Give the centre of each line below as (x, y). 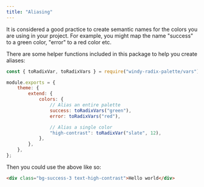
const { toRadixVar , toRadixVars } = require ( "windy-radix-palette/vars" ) (103, 71)
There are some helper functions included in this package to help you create (102, 54)
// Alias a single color (81, 127)
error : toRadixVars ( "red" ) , (85, 116)
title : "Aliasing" (29, 12)
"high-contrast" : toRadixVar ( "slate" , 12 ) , (106, 133)
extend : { (40, 94)
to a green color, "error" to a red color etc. (59, 42)
